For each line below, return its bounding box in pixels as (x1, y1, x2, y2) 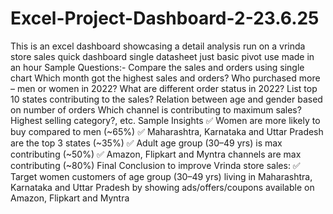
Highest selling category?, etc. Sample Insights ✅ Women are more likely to (10, 114, 321, 126)
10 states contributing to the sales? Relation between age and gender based (10, 93, 323, 105)
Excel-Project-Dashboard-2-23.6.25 (10, 7, 320, 30)
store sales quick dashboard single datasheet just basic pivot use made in (10, 50, 315, 62)
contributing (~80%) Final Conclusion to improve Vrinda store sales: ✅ (10, 159, 301, 171)
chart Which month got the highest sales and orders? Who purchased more (10, 72, 321, 84)
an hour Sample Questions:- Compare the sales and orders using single (10, 61, 305, 73)
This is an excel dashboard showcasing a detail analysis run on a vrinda (10, 40, 306, 52)
